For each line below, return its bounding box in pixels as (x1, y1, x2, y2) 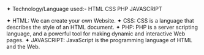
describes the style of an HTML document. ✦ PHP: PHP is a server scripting (6, 24, 198, 31)
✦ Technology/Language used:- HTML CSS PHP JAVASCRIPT (6, 5, 162, 12)
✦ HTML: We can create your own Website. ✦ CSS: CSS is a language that (6, 17, 194, 24)
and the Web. (6, 43, 40, 50)
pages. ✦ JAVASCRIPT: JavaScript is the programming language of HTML (6, 37, 193, 43)
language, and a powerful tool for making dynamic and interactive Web (6, 30, 186, 37)
